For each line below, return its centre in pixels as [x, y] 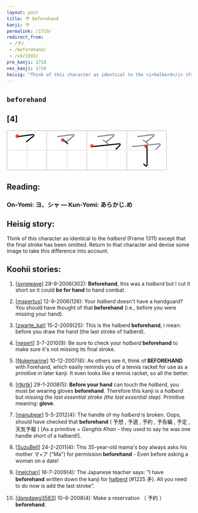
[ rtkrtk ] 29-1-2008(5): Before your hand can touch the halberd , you [97, 384]
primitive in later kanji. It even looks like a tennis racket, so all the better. [102, 373]
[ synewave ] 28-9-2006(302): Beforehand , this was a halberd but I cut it [103, 283]
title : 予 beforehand [33, 19]
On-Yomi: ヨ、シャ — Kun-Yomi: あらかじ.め [70, 204]
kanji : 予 [18, 25]
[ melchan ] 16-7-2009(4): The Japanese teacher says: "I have [89, 472]
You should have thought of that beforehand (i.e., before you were [96, 307]
